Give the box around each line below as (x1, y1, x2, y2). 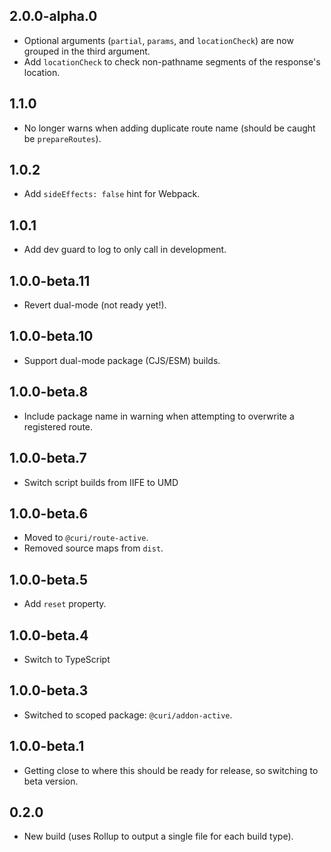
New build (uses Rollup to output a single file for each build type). (23, 830, 294, 843)
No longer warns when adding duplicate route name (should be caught (23, 122, 316, 134)
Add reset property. (23, 598, 107, 610)
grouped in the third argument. (23, 45, 151, 57)
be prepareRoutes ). (23, 132, 102, 144)
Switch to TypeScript (23, 653, 111, 665)
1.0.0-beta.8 (9, 384, 89, 401)
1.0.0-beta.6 (9, 505, 89, 522)
